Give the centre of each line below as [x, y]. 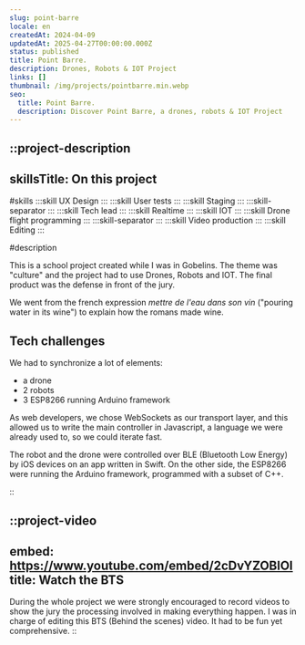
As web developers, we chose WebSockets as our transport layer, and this [149, 418]
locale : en [30, 26]
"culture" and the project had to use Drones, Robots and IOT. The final [141, 276]
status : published [44, 52]
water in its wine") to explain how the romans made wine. [117, 312]
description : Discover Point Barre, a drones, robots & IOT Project [150, 111]
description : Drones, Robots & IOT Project [93, 69]
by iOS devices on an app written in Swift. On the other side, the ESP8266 [148, 464]
